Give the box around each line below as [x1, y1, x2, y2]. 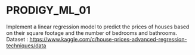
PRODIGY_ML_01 [6, 4, 91, 17]
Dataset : [6, 35, 29, 43]
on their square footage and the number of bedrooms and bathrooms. [6, 29, 178, 36]
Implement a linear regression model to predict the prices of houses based [6, 23, 190, 30]
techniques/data [6, 42, 47, 49]
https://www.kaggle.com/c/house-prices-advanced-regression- [29, 35, 187, 43]
